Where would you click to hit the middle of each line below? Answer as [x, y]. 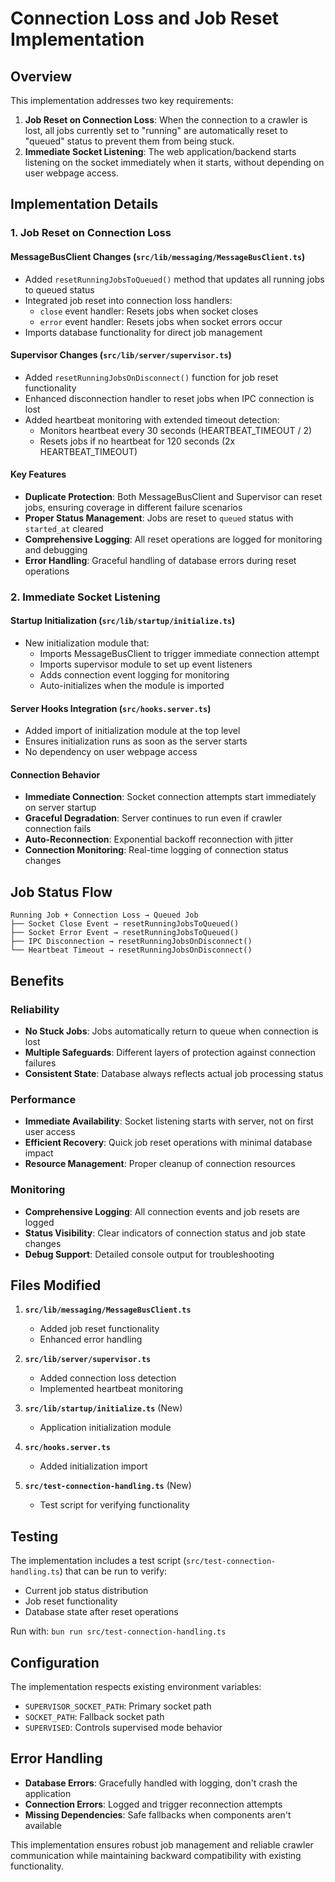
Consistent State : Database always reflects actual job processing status [174, 1073]
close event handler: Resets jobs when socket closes [149, 311]
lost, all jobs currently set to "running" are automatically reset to [156, 130]
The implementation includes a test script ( [98, 1561]
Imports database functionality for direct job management [143, 332]
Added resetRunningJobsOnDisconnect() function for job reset [151, 377]
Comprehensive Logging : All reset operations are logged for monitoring [173, 539]
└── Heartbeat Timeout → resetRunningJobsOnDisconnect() [131, 950]
